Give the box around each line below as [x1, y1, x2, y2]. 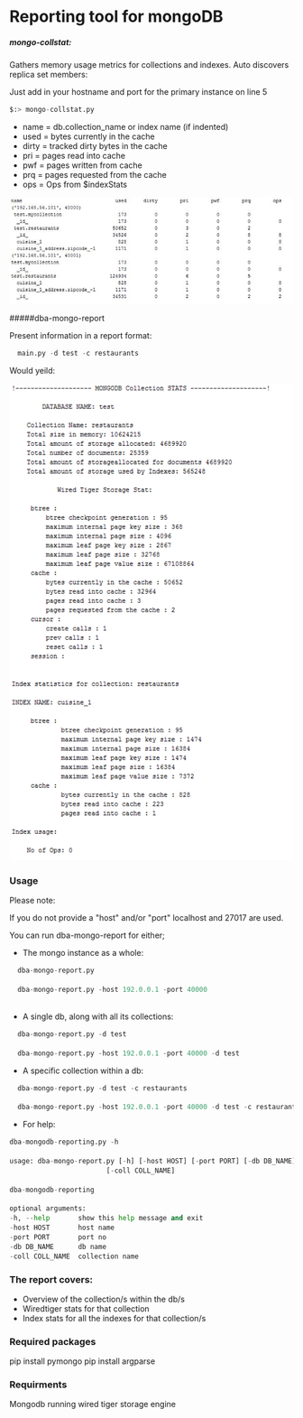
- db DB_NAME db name [9, 1242, 106, 1251]
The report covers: [9, 1273, 93, 1285]
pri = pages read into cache [22, 151, 126, 162]
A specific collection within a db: [22, 1065, 144, 1076]
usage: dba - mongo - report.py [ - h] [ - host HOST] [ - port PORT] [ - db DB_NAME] [9, 1156, 297, 1165]
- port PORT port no [9, 1232, 106, 1242]
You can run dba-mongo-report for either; [9, 930, 165, 941]
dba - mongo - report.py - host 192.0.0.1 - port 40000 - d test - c [17, 1103, 252, 1112]
